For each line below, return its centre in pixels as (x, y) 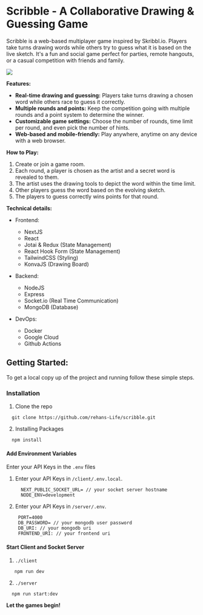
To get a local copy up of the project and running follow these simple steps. (101, 377)
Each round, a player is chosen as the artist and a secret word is (95, 170)
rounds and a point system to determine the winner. (79, 114)
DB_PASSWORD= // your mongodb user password (75, 523)
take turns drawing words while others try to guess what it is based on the (99, 47)
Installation (23, 393)
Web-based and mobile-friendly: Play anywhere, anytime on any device (106, 134)
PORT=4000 (30, 518)
